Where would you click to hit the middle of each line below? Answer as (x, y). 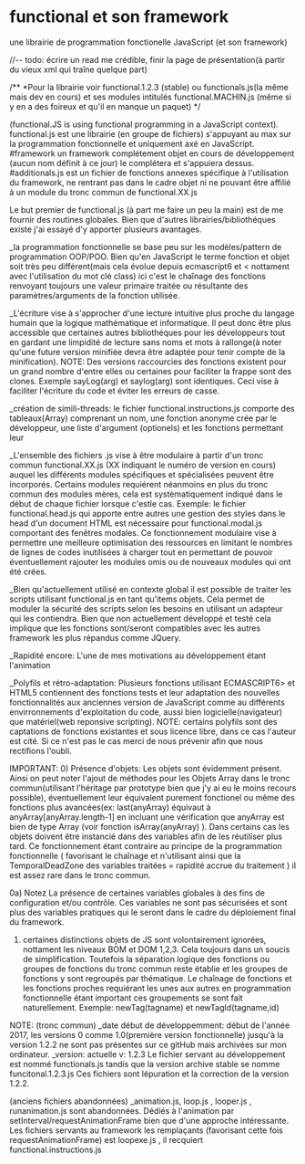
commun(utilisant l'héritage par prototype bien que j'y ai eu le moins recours (153, 788)
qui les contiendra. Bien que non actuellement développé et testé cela (140, 618)
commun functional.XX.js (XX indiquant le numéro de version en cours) (142, 465)
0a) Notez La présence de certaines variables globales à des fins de (137, 893)
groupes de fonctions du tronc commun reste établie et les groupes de (155, 969)
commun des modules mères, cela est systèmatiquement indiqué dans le (146, 494)
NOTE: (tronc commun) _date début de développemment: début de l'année (150, 1025)
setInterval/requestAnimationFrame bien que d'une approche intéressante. (149, 1120)
